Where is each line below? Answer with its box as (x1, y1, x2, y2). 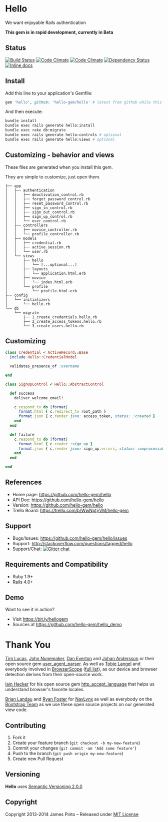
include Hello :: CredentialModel (9, 355, 77, 360)
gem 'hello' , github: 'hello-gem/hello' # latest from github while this (5, 99, 162, 105)
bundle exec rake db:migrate (5, 128, 66, 133)
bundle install (5, 118, 37, 123)
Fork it (12, 735, 26, 741)
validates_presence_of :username (9, 364, 79, 369)
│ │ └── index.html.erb (5, 279, 72, 285)
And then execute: (5, 108, 43, 115)
